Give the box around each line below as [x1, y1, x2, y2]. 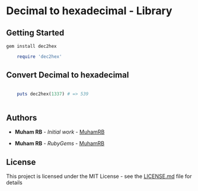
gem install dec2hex [6, 43, 58, 49]
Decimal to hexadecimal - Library [6, 4, 173, 18]
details [6, 179, 23, 186]
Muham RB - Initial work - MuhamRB [14, 128, 105, 135]
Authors [6, 112, 37, 122]
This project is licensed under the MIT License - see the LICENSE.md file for [6, 173, 192, 180]
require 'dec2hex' [17, 54, 62, 60]
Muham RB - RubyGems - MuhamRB [14, 140, 105, 147]
